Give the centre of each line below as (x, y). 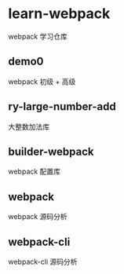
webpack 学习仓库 (38, 36)
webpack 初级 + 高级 (42, 81)
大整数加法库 (29, 126)
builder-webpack (51, 151)
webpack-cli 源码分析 (43, 261)
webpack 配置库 (35, 172)
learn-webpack (59, 14)
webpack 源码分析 (38, 217)
